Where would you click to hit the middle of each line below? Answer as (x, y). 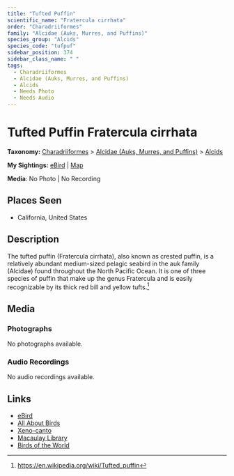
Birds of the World (43, 445)
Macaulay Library (42, 438)
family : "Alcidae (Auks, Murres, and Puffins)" (78, 33)
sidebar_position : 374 (40, 53)
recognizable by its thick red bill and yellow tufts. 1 (78, 286)
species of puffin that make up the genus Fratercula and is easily (100, 278)
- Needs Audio (34, 98)
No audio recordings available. (51, 377)
